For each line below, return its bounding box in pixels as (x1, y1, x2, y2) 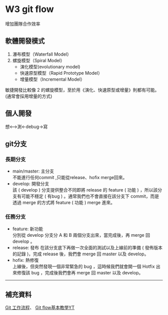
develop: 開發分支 (12, 181, 49, 187)
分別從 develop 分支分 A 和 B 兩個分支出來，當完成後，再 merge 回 (12, 232, 150, 238)
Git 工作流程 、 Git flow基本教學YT (5, 304, 75, 310)
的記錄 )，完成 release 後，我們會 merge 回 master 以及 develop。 (12, 251, 149, 257)
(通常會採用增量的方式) (5, 93, 52, 99)
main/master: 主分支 (12, 168, 54, 174)
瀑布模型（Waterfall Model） (12, 51, 71, 57)
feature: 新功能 (12, 226, 43, 232)
